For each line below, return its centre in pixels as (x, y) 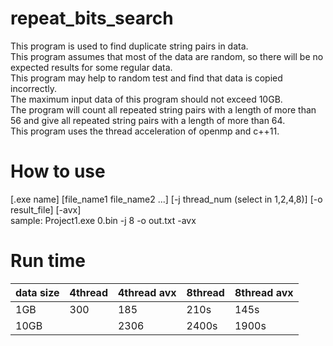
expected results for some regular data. (91, 67)
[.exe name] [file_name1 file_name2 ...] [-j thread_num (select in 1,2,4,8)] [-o (166, 199)
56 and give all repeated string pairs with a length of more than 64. (148, 120)
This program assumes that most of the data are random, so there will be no (167, 56)
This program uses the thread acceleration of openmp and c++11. (145, 131)
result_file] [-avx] (46, 209)
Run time (48, 261)
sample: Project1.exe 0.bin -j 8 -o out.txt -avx (103, 220)
